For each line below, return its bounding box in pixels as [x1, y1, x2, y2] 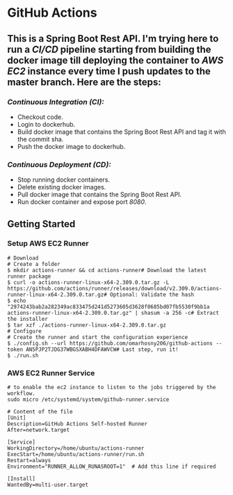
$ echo [7, 297, 26, 304]
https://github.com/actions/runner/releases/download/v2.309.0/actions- [7, 285, 223, 292]
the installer [7, 315, 49, 322]
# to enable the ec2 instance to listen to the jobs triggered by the [7, 384, 216, 391]
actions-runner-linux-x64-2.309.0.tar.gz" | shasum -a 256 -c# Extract [7, 309, 219, 316]
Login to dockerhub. [17, 120, 76, 128]
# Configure [7, 327, 42, 335]
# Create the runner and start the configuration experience [7, 333, 188, 340]
